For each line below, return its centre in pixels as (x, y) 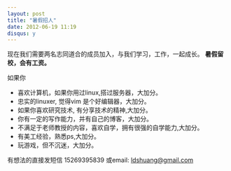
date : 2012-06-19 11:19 (42, 27)
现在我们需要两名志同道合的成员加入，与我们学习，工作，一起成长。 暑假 (112, 54)
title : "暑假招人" (32, 20)
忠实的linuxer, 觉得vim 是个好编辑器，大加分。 (84, 102)
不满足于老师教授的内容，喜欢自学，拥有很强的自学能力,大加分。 (110, 128)
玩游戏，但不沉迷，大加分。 (57, 145)
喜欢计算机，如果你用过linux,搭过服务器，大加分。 (90, 93)
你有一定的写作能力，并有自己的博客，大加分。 (85, 119)
